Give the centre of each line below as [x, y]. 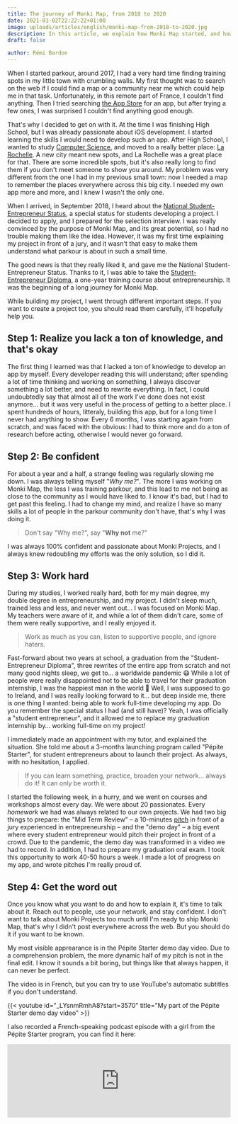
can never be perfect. [39, 970]
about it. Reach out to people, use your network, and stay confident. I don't [117, 912]
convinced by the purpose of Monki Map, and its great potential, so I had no [118, 228]
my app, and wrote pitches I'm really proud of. [74, 865]
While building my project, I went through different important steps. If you [114, 301]
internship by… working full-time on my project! [76, 726]
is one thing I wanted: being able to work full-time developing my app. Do [114, 703]
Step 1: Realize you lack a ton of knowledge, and [115, 338]
